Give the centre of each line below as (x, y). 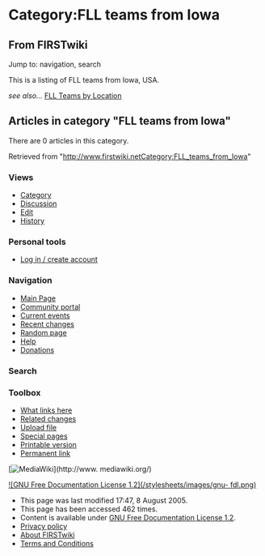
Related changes (48, 418)
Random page (43, 332)
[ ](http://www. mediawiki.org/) (80, 468)
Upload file (38, 427)
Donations (37, 349)
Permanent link (45, 453)
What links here (46, 410)
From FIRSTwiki (48, 45)
